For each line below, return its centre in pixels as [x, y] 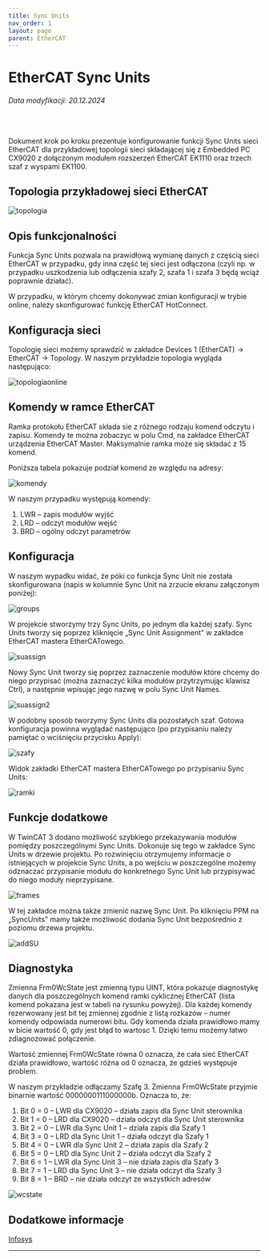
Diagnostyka [41, 968]
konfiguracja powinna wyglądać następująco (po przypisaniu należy [120, 729]
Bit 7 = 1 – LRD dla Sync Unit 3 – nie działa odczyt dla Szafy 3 [120, 1171]
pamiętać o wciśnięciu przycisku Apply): [75, 737]
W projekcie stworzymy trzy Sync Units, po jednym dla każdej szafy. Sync [130, 624]
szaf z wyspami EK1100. [48, 166]
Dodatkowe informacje [66, 1220]
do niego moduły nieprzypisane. [61, 880]
